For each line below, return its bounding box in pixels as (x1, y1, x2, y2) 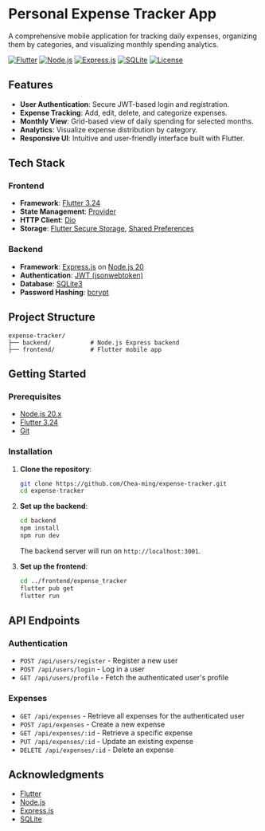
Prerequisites (8, 391, 61, 402)
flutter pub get (19, 584, 74, 593)
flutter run (19, 592, 60, 600)
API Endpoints (8, 613, 80, 627)
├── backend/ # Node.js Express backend (8, 338, 180, 347)
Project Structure (8, 310, 95, 324)
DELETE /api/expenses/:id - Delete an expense (19, 745, 174, 754)
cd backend (19, 517, 57, 525)
